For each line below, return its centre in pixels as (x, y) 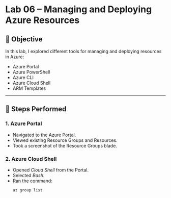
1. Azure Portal (24, 123)
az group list (27, 190)
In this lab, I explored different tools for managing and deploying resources (83, 51)
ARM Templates (29, 88)
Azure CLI (23, 77)
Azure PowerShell (31, 72)
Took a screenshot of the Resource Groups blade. (65, 145)
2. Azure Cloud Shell (31, 159)
